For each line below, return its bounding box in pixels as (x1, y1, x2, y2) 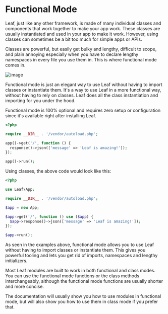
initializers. (5, 258, 28, 264)
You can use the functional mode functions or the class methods (5, 273, 140, 279)
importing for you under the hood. (5, 97, 76, 104)
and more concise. (5, 283, 44, 290)
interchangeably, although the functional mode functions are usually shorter (5, 278, 163, 284)
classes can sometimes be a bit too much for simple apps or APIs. (5, 36, 142, 42)
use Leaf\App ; (5, 187, 35, 192)
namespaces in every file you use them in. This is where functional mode (5, 56, 157, 62)
